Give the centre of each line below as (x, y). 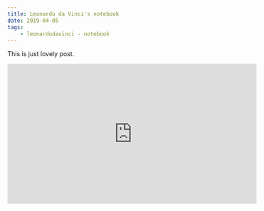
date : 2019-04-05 (33, 21)
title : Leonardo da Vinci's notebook (63, 14)
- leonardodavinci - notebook (65, 34)
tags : (15, 27)
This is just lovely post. (41, 54)
